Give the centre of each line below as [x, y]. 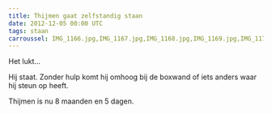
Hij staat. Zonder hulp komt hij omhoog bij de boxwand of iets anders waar [133, 77]
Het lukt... [25, 61]
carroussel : [28, 38]
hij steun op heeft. [38, 86]
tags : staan [28, 31]
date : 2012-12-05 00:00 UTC [56, 23]
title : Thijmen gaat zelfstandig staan [76, 16]
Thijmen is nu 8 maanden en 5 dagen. [71, 101]
